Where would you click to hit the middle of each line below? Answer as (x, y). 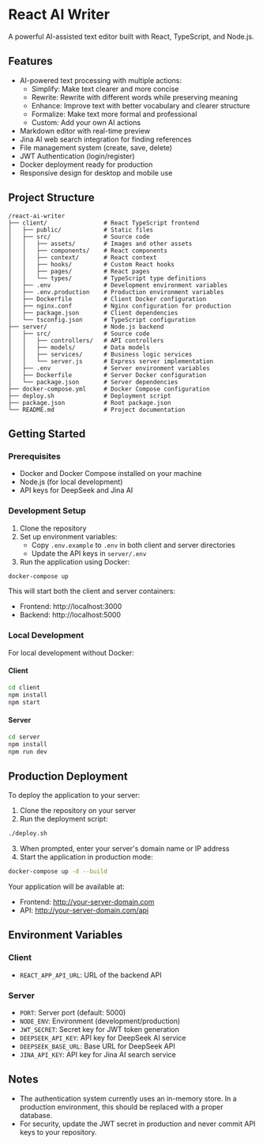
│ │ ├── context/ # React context (83, 257)
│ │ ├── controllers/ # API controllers (86, 340)
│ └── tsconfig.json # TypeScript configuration (102, 319)
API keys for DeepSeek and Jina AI (76, 490)
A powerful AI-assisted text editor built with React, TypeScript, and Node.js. (131, 36)
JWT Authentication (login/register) (77, 156)
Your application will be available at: (66, 886)
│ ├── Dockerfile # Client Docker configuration (107, 299)
